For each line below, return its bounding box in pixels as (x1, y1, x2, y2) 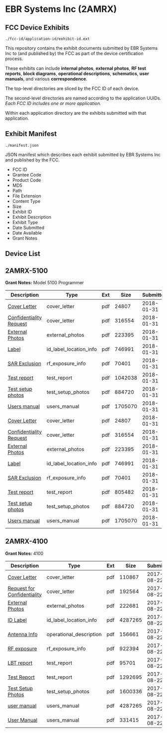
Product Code (12, 177, 41, 183)
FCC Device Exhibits (5, 23, 70, 32)
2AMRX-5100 (5, 266, 48, 275)
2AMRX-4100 (5, 537, 48, 546)
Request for (7, 585, 35, 592)
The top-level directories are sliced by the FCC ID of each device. (5, 85, 140, 91)
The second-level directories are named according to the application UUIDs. (5, 95, 162, 101)
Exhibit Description (12, 214, 51, 220)
